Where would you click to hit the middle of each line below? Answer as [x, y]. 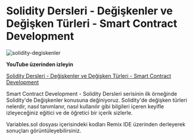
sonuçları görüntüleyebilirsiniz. [44, 130]
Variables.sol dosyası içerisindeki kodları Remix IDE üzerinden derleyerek [96, 124]
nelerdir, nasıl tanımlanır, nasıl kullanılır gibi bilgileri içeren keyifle [85, 106]
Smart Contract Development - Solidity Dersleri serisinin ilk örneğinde [92, 94]
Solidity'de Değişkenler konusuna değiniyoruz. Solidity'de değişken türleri [97, 100]
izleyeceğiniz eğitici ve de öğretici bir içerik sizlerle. [69, 113]
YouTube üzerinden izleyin [40, 64]
